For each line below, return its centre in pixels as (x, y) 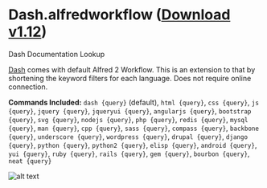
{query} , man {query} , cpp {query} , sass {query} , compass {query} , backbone (134, 128)
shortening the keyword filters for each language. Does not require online (130, 78)
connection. (28, 87)
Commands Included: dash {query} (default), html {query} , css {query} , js (134, 102)
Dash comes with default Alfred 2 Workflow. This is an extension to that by (132, 69)
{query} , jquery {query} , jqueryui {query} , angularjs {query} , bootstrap (130, 111)
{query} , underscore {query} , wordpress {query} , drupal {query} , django (128, 136)
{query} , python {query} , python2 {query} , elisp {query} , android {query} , (133, 145)
